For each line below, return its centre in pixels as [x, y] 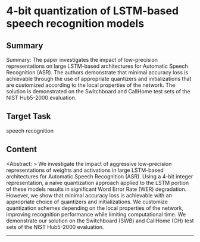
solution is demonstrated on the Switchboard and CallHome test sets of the [98, 91]
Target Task [29, 116]
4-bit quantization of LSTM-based [93, 11]
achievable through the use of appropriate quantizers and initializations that [99, 79]
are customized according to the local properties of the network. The [91, 85]
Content [22, 150]
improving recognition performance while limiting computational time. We [96, 214]
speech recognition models [75, 23]
